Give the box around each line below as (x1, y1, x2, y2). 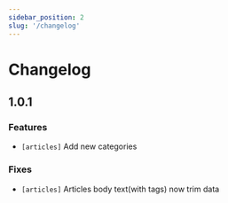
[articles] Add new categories (20, 141, 138, 152)
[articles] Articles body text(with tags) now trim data (20, 183, 220, 194)
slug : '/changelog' (8, 21, 81, 30)
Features (8, 121, 48, 133)
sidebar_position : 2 (8, 12, 85, 22)
